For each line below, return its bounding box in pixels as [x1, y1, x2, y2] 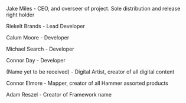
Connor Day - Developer [6, 57, 66, 64]
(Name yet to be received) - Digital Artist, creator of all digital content [6, 68, 175, 75]
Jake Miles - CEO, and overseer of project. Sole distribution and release [6, 5, 181, 12]
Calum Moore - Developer [6, 34, 70, 41]
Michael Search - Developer [6, 45, 74, 52]
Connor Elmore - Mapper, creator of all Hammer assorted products [6, 79, 168, 87]
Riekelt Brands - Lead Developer [6, 23, 86, 29]
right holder [6, 11, 35, 18]
